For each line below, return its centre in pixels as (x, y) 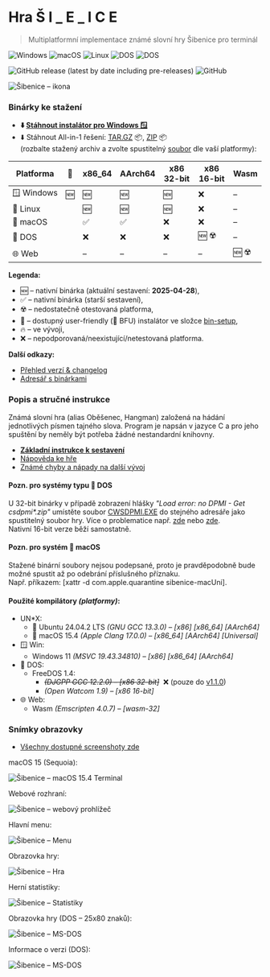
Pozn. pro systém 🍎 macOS (54, 547)
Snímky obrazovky (45, 730)
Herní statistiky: (34, 887)
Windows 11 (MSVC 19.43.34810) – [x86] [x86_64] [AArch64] (133, 657)
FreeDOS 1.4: (54, 674)
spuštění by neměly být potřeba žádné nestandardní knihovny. (111, 434)
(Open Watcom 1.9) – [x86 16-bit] (99, 691)
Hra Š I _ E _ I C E (63, 17)
